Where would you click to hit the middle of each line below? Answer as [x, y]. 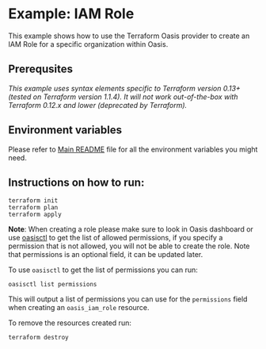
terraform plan [33, 208]
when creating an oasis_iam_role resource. [79, 308]
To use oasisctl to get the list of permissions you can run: [103, 270]
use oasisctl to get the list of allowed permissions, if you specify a [116, 238]
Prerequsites [41, 69]
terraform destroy [38, 338]
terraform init [33, 201]
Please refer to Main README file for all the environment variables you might [133, 149]
